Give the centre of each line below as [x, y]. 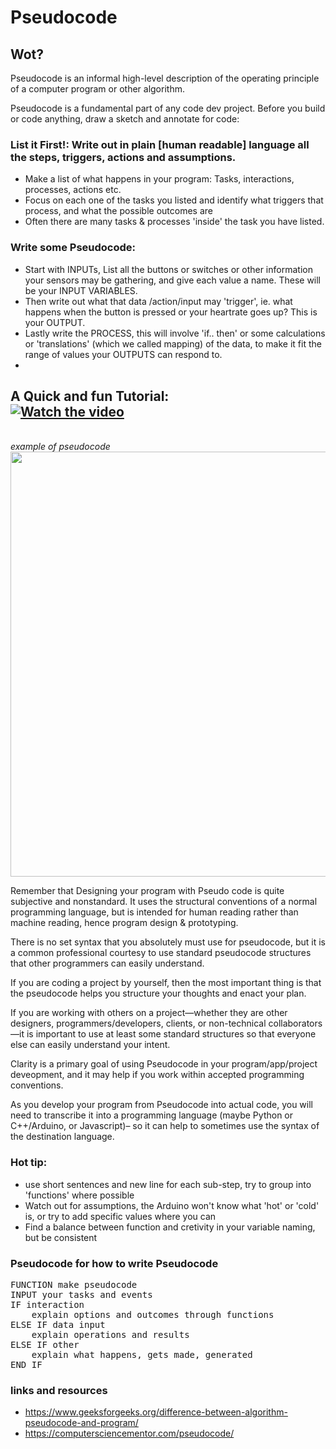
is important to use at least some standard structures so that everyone [171, 1034]
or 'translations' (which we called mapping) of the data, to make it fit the [173, 343]
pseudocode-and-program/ [81, 1423]
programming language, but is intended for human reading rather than [154, 912]
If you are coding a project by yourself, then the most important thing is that [166, 983]
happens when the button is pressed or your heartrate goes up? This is [171, 312]
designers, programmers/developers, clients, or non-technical [138, 1023]
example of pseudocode [60, 447]
